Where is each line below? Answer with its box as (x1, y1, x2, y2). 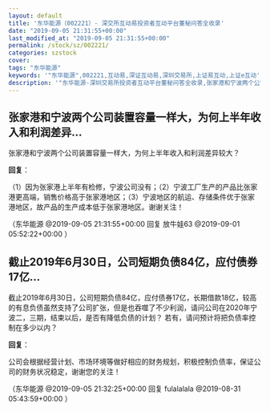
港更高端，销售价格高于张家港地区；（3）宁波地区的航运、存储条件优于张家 (8, 192, 255, 202)
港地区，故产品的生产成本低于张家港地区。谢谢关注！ (8, 202, 184, 212)
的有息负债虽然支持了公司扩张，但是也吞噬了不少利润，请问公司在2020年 (8, 303, 251, 312)
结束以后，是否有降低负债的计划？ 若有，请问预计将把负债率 (50, 313, 249, 323)
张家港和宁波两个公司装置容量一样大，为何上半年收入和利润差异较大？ (8, 148, 240, 158)
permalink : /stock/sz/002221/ (8, 42, 110, 50)
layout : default (8, 11, 62, 20)
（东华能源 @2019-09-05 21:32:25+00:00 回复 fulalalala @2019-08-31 (8, 384, 241, 393)
